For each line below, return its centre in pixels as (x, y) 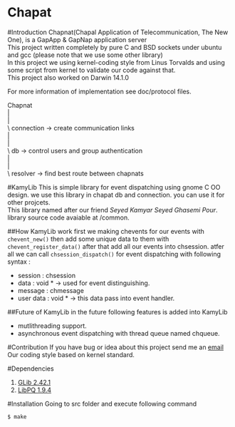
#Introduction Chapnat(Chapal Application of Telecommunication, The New (118, 32)
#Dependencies (31, 369)
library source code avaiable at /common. (68, 217)
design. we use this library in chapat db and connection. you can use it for (116, 195)
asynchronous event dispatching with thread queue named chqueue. (119, 333)
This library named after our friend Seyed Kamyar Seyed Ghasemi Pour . (113, 210)
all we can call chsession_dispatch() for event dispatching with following (114, 254)
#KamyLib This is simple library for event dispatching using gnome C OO (114, 187)
